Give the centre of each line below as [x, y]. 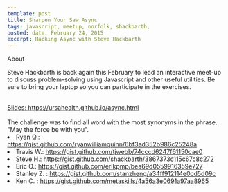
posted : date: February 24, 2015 [55, 33]
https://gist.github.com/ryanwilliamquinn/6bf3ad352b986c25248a [102, 144]
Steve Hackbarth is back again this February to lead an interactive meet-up [114, 73]
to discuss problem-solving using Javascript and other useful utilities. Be [111, 79]
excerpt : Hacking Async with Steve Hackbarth [74, 39]
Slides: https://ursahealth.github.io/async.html [73, 108]
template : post [29, 13]
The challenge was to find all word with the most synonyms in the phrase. [112, 122]
